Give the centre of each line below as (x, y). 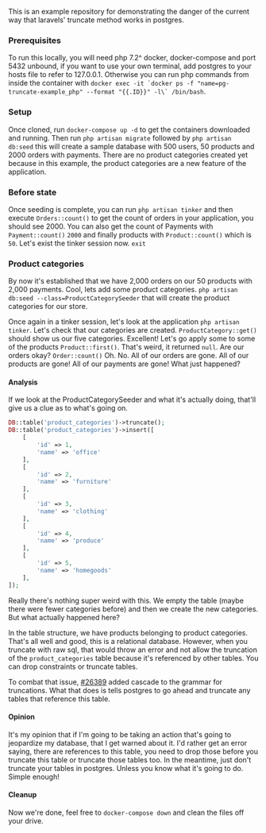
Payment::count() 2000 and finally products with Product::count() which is (130, 234)
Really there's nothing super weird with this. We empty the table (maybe (126, 600)
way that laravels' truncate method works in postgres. (96, 20)
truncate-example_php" (46, 92)
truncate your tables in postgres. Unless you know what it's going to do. (126, 768)
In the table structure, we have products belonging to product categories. (128, 632)
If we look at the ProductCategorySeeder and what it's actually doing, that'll (132, 399)
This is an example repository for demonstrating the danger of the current (129, 12)
